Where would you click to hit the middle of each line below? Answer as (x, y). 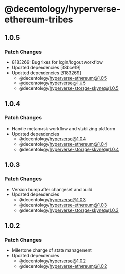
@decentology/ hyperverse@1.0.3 (52, 200)
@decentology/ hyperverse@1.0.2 (52, 261)
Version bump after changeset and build (52, 190)
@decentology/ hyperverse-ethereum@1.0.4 (63, 144)
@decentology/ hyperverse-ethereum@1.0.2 (63, 266)
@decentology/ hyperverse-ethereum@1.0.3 (63, 205)
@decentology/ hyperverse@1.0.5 (52, 83)
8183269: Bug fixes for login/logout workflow (57, 62)
